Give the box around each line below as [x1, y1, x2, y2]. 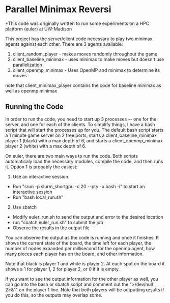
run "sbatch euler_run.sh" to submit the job [12, 219, 103, 225]
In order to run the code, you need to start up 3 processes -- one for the [5, 116, 157, 122]
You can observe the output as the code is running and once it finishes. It [5, 234, 159, 240]
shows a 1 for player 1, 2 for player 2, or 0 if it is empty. [5, 266, 120, 272]
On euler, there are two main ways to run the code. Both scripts [5, 153, 138, 159]
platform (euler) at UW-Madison [5, 25, 72, 32]
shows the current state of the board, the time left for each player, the [5, 240, 152, 246]
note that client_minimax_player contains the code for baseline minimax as [5, 82, 161, 88]
